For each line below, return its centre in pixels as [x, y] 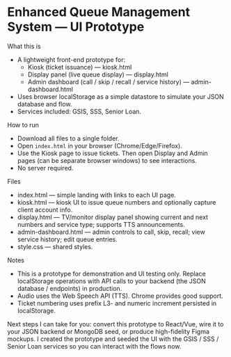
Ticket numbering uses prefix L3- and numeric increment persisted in [117, 303]
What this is [24, 46]
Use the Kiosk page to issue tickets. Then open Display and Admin [113, 153]
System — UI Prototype [76, 27]
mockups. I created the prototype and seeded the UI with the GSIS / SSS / [113, 339]
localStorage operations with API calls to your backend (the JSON [112, 281]
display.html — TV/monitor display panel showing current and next [113, 217]
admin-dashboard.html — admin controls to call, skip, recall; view [111, 232]
